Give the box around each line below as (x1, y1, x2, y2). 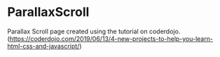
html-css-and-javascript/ (7, 42, 80, 50)
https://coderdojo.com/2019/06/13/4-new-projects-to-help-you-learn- (9, 34, 214, 42)
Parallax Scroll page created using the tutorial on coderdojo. (7, 27, 181, 35)
